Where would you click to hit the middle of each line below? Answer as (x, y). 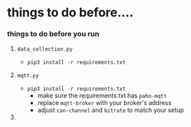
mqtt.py (28, 76)
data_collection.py (45, 49)
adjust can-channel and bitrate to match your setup (111, 110)
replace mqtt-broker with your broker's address (104, 103)
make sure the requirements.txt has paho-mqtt (102, 96)
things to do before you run (53, 34)
